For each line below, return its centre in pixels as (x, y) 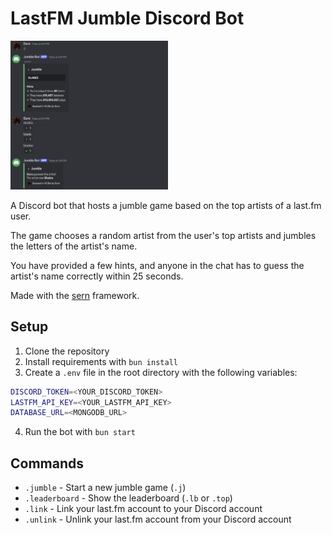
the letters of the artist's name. (74, 246)
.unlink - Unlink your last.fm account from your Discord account (158, 519)
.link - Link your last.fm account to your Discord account (143, 509)
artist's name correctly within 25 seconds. (97, 276)
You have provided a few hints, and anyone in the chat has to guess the (157, 265)
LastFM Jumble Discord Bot (127, 18)
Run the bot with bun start (80, 432)
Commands (47, 463)
